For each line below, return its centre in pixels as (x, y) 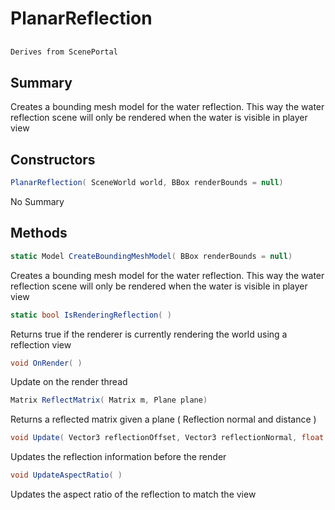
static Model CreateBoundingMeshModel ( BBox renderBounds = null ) (151, 256)
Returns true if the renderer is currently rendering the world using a (149, 334)
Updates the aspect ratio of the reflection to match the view (133, 494)
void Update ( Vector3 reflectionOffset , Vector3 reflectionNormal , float (167, 438)
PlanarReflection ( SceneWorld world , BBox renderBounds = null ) (147, 183)
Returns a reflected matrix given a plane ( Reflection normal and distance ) (163, 419)
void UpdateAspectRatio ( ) (66, 475)
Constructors (53, 159)
